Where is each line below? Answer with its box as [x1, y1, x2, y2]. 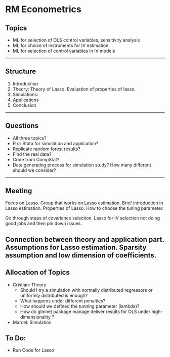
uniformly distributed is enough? [20, 292, 88, 298]
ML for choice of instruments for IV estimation [12, 42, 109, 49]
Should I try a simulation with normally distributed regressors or [20, 287, 153, 293]
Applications [12, 97, 39, 103]
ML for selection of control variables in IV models [12, 48, 115, 54]
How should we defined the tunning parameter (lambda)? [20, 303, 140, 309]
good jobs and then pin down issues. [5, 220, 82, 227]
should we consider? [12, 167, 56, 173]
